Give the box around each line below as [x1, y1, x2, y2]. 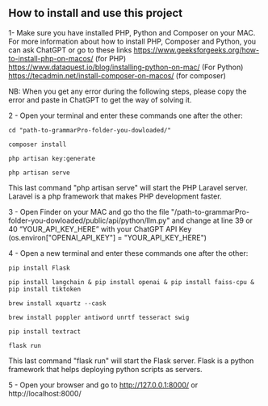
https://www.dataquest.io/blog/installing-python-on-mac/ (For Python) [8, 62, 244, 72]
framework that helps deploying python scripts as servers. [8, 364, 203, 374]
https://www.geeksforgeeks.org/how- [133, 44, 260, 55]
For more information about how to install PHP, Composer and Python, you [8, 36, 257, 46]
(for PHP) [94, 53, 127, 63]
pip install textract [8, 327, 82, 336]
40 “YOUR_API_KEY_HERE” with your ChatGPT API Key [8, 224, 192, 233]
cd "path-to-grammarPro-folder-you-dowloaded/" [8, 126, 172, 134]
